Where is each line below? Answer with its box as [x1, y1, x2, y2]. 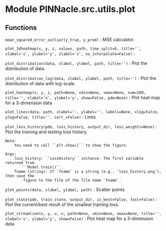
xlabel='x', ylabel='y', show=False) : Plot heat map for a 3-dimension [5, 216, 154, 222]
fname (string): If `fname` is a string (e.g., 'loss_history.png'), [14, 169, 162, 174]
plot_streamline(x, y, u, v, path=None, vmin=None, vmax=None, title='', [5, 211, 162, 216]
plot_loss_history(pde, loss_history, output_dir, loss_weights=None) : [5, 124, 158, 129]
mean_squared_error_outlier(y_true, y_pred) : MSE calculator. [5, 36, 135, 42]
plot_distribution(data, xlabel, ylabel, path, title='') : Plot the [5, 60, 148, 66]
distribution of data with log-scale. [5, 81, 76, 86]
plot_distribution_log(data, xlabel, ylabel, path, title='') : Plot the [5, 75, 157, 81]
